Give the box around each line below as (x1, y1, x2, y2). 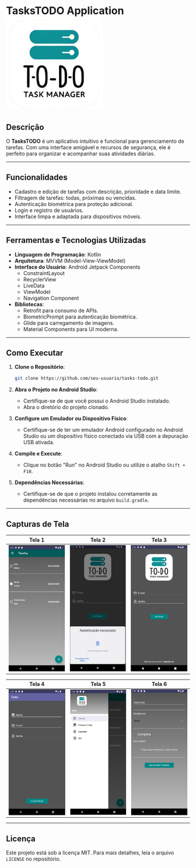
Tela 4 (29, 681, 45, 688)
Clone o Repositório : (14, 363, 65, 370)
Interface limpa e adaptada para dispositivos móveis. (14, 212, 142, 220)
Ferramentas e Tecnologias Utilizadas (6, 235, 146, 245)
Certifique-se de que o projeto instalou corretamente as (23, 490, 157, 498)
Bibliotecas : (14, 300, 44, 308)
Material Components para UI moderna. (23, 325, 118, 332)
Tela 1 (29, 536, 45, 543)
